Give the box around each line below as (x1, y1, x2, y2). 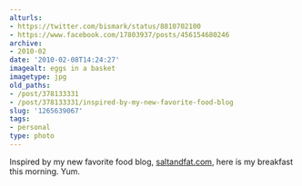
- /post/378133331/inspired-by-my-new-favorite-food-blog (9, 97, 234, 107)
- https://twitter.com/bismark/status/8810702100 (9, 22, 202, 31)
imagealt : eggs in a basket (9, 64, 116, 73)
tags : (9, 114, 30, 123)
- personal (9, 123, 51, 132)
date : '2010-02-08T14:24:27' (9, 55, 120, 64)
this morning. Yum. (9, 165, 80, 177)
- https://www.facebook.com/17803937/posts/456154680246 (9, 30, 230, 39)
